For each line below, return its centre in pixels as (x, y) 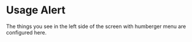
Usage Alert (36, 10)
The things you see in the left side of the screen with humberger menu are (96, 26)
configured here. (27, 32)
